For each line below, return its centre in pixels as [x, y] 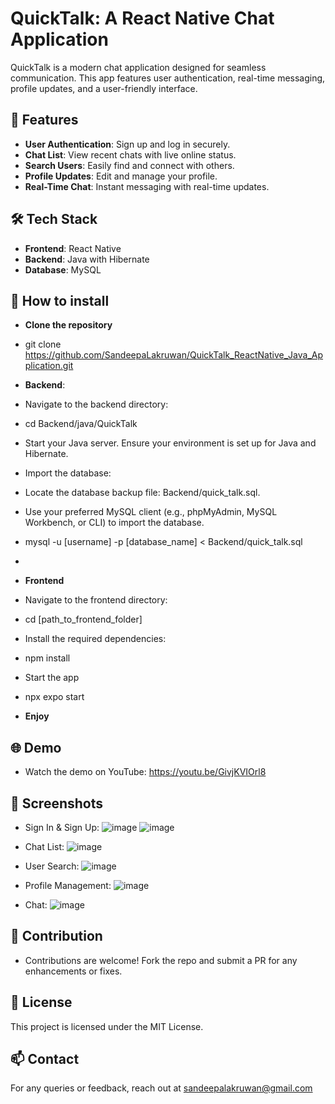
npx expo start [54, 697]
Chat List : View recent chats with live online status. [130, 154]
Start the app [52, 678]
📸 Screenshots [57, 803]
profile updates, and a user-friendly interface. [104, 88]
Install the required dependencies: [95, 639]
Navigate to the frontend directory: [96, 600]
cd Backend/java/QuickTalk [81, 424]
